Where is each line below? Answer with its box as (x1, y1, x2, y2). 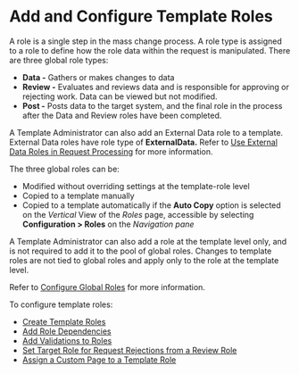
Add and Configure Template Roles (9, 6, 274, 27)
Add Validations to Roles (21, 335, 112, 345)
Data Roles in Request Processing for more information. (9, 145, 213, 157)
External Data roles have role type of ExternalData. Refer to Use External (9, 137, 278, 147)
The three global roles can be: (9, 163, 120, 174)
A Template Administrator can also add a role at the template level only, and (9, 236, 287, 246)
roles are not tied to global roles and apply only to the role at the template (9, 254, 279, 265)
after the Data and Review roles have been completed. (21, 110, 222, 121)
